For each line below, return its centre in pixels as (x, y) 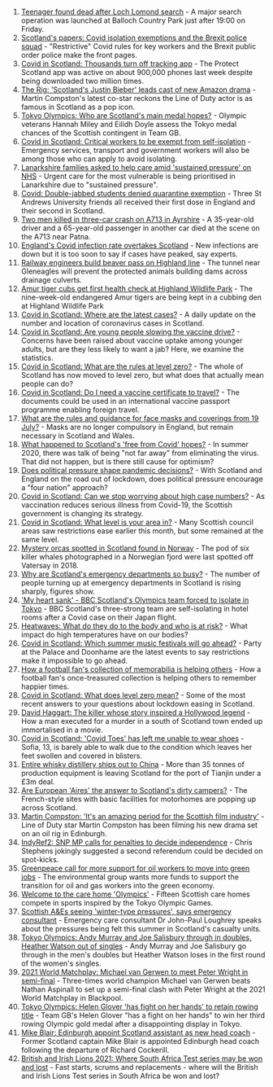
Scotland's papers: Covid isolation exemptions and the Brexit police (134, 37)
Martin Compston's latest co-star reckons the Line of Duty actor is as (136, 98)
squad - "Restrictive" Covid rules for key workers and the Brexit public (139, 46)
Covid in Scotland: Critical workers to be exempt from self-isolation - (136, 141)
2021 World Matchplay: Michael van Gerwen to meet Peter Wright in (134, 972)
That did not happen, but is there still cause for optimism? (117, 462)
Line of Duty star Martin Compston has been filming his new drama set (139, 825)
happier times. (45, 686)
